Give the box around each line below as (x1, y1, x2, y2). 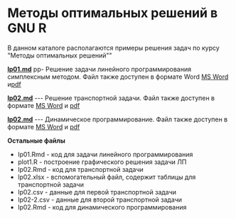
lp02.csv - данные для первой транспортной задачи (17, 187, 176, 196)
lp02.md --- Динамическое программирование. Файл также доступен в (7, 115, 228, 124)
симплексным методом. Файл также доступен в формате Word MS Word (7, 72, 229, 81)
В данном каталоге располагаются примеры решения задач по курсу (7, 43, 220, 52)
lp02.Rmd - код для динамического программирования (17, 202, 187, 211)
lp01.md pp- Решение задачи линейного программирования (7, 65, 192, 73)
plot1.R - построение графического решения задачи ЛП (17, 158, 187, 166)
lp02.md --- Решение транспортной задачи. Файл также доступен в (7, 94, 215, 102)
